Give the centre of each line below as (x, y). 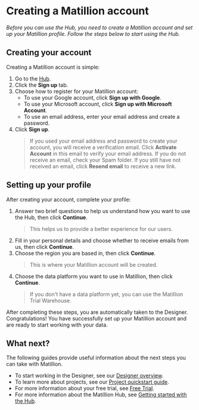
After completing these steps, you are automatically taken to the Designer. (97, 312)
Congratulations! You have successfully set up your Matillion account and (96, 318)
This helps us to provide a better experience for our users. (101, 229)
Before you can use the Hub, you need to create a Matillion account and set (99, 27)
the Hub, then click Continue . (51, 217)
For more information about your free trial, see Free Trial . (85, 389)
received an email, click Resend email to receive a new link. (103, 166)
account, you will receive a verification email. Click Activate (103, 147)
